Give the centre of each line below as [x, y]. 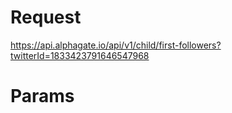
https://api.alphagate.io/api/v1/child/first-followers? [116, 45]
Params [42, 96]
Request [46, 17]
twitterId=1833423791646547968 [80, 55]
